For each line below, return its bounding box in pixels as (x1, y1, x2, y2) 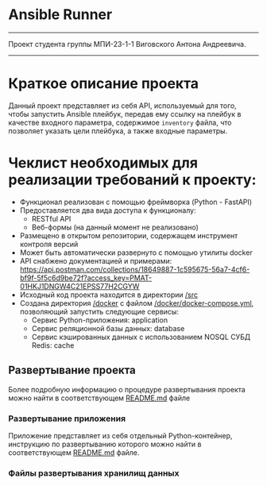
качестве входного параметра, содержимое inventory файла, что (8, 118, 232, 127)
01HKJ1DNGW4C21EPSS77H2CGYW (19, 281, 140, 291)
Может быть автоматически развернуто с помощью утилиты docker (19, 248, 253, 257)
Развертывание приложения (8, 413, 126, 424)
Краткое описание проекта (8, 75, 199, 93)
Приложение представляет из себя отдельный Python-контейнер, (8, 430, 233, 440)
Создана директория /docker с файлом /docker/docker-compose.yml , (19, 298, 254, 307)
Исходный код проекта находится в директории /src (19, 290, 199, 299)
